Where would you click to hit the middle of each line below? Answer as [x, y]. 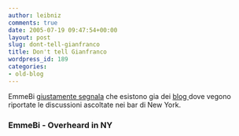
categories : [28, 67]
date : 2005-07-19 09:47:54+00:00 [63, 30]
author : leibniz [35, 15]
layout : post [29, 37]
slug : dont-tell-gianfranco [54, 45]
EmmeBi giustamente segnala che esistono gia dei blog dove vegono [120, 96]
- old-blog [26, 74]
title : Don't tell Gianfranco [58, 52]
